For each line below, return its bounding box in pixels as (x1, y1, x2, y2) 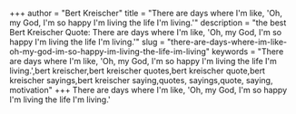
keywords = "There (212, 46, 284, 57)
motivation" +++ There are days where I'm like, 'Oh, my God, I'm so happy (9, 85, 288, 95)
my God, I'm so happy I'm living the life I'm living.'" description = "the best (9, 17, 287, 28)
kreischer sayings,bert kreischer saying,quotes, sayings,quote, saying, (9, 75, 273, 85)
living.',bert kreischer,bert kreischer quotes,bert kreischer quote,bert (9, 65, 266, 76)
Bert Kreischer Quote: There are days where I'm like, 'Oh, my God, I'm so (9, 27, 282, 37)
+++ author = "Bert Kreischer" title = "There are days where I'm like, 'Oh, (9, 8, 283, 18)
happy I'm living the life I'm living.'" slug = (9, 36, 165, 47)
